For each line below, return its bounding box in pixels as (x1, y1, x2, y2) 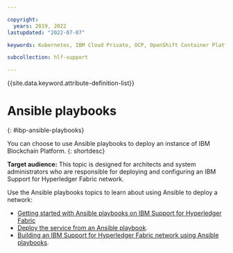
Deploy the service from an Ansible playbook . (17, 224, 148, 232)
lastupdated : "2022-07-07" (7, 29, 85, 36)
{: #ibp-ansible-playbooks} (7, 126, 85, 135)
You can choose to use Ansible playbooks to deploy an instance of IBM (7, 140, 210, 148)
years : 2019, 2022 (13, 22, 67, 30)
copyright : (7, 16, 39, 23)
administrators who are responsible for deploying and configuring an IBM (7, 167, 216, 176)
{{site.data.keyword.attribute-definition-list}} (7, 79, 135, 87)
